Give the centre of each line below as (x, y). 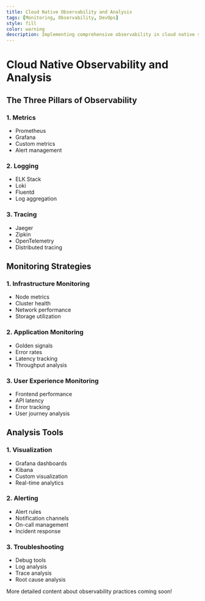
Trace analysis (33, 573)
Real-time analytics (39, 483)
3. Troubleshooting (35, 547)
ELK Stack (28, 179)
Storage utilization (38, 316)
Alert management (38, 150)
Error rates (29, 352)
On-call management (42, 524)
